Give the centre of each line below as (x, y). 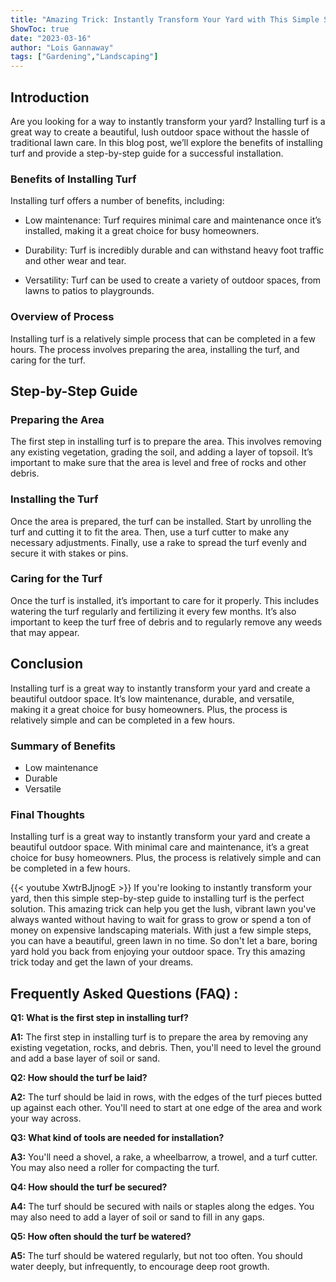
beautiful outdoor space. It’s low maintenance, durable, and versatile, (152, 698)
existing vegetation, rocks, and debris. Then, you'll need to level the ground (166, 1048)
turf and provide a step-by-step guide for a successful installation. (147, 153)
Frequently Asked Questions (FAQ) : (124, 993)
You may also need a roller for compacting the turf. (115, 1168)
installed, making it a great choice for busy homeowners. (142, 231)
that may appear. (45, 632)
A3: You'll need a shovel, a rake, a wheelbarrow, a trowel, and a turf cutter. (164, 1157)
